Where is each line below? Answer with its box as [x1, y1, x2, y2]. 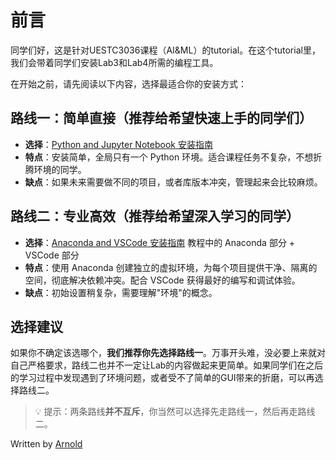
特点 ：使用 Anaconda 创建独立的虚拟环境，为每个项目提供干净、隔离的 [24, 261, 318, 273]
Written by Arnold [10, 438, 83, 450]
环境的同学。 [33, 163, 87, 175]
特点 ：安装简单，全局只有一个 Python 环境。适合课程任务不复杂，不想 [24, 151, 314, 163]
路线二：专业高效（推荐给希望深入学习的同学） [10, 208, 300, 225]
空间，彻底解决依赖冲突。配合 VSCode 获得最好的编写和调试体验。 [24, 274, 301, 286]
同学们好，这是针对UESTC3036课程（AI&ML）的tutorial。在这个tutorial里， [10, 44, 321, 56]
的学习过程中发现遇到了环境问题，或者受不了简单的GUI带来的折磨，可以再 [10, 372, 315, 384]
